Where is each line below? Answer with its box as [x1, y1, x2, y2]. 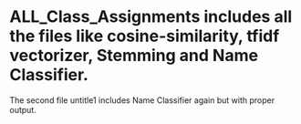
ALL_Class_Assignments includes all [9, 6, 293, 27]
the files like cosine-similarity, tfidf [9, 26, 280, 46]
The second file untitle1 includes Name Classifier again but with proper [9, 94, 275, 106]
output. [9, 104, 36, 115]
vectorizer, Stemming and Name [9, 46, 258, 66]
